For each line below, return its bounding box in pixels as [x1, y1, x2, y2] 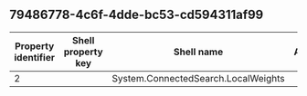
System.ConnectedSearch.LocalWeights [111, 72, 285, 84]
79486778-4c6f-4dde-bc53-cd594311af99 [9, 7, 264, 23]
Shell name [173, 45, 224, 58]
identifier [14, 51, 55, 63]
